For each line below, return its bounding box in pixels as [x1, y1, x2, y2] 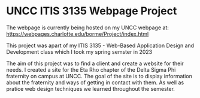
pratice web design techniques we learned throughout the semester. [6, 85, 175, 92]
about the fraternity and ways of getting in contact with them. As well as [6, 79, 184, 86]
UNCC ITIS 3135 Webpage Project [6, 4, 177, 18]
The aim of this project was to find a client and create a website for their [6, 60, 184, 67]
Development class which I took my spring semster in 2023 [6, 48, 153, 55]
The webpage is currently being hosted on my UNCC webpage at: [6, 24, 169, 31]
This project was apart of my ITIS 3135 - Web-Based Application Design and [6, 42, 195, 49]
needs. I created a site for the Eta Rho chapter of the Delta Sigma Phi [6, 66, 176, 73]
